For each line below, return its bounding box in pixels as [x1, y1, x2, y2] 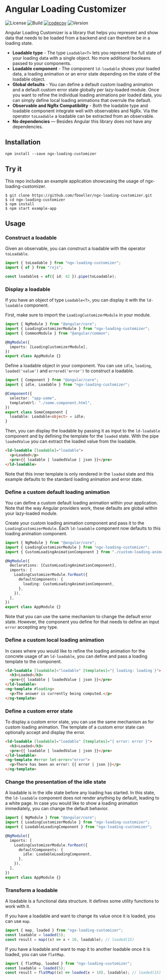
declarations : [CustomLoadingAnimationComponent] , [9, 563, 117, 568]
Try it [5, 165, 22, 173]
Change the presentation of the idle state [5, 778, 106, 785]
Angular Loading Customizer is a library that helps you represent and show [5, 29, 159, 35]
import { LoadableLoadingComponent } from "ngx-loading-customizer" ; [5, 824, 153, 829]
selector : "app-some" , [9, 396, 57, 401]
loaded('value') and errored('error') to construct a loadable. [5, 368, 134, 374]
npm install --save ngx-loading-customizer [5, 151, 97, 156]
